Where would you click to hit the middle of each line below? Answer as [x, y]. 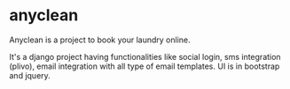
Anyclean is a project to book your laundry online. [100, 40]
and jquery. [30, 75]
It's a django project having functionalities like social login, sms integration [145, 56]
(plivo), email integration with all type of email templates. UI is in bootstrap [145, 66]
